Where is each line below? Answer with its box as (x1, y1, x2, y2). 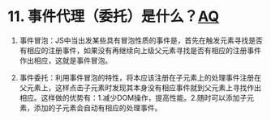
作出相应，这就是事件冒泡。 (19, 56, 113, 65)
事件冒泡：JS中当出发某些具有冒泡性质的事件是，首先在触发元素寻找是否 (19, 35, 263, 45)
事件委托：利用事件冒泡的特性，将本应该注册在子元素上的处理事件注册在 (19, 72, 261, 82)
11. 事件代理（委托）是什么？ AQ (7, 7, 220, 26)
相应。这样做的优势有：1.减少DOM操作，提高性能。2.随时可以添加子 (19, 93, 247, 102)
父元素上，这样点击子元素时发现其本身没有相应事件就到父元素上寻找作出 (19, 82, 261, 93)
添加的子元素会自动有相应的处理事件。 (33, 102, 162, 113)
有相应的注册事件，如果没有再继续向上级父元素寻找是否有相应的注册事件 (19, 45, 261, 55)
